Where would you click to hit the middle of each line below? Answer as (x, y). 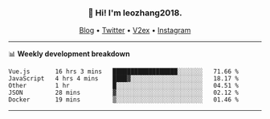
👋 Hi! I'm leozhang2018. (135, 13)
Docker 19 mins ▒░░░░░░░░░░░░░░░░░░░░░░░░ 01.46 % (124, 100)
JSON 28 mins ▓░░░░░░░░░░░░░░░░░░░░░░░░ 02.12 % (124, 93)
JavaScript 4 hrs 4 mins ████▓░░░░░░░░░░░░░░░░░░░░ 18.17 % (124, 79)
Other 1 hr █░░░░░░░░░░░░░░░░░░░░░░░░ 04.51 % (124, 86)
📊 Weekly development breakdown (69, 54)
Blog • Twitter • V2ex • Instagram (135, 31)
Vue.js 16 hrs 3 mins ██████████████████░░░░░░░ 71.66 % (124, 72)
